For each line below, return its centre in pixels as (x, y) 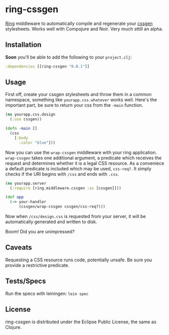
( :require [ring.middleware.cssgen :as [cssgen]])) (66, 188)
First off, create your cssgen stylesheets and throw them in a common (78, 95)
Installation (23, 45)
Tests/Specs (26, 281)
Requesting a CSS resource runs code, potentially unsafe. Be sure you (79, 260)
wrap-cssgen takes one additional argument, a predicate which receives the (83, 158)
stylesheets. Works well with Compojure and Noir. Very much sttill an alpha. (84, 28)
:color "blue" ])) (37, 143)
